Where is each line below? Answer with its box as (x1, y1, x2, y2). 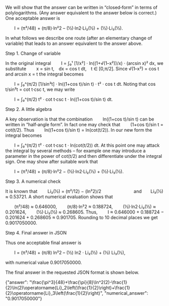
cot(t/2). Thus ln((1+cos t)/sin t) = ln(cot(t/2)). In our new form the (5, 127, 152, 133)
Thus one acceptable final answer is (5, 240, 82, 246)
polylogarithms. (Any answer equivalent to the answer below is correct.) (5, 10, 157, 16)
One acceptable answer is (5, 15, 60, 21)
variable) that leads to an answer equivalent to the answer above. (5, 40, 143, 46)
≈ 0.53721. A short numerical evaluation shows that (5, 194, 113, 200)
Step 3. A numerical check (5, 178, 61, 184)
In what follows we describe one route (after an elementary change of (5, 35, 152, 41)
